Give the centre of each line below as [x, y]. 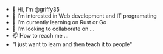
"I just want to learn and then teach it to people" [72, 44]
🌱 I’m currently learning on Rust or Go [59, 22]
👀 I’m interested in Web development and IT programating [84, 16]
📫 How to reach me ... [40, 35]
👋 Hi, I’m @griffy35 [36, 9]
